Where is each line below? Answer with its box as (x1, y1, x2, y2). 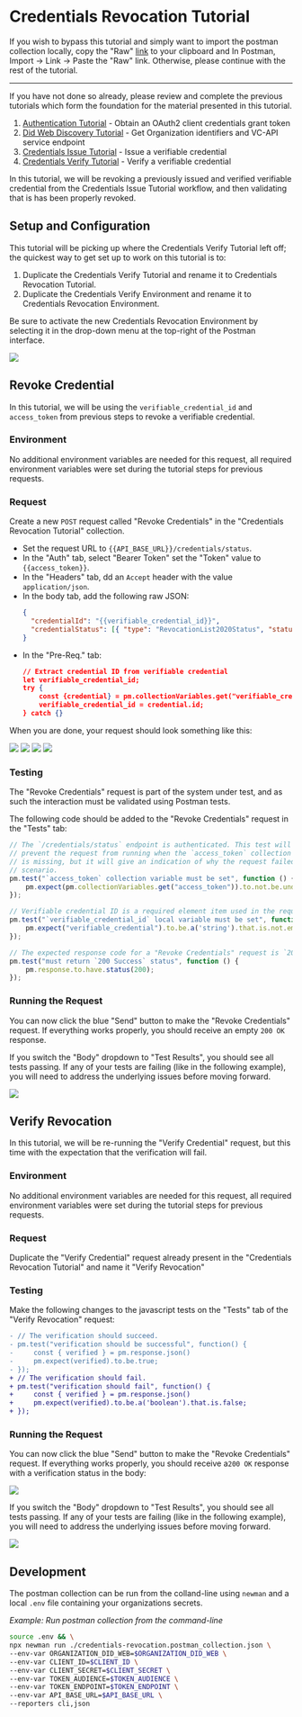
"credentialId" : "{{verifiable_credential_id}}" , (31, 616, 220, 626)
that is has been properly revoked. (9, 192, 137, 203)
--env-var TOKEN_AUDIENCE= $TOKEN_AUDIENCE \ (9, 1674, 179, 1684)
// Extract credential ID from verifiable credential (22, 667, 229, 676)
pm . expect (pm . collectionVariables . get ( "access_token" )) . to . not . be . (25, 882, 283, 892)
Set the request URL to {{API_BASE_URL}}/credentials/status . (22, 543, 253, 554)
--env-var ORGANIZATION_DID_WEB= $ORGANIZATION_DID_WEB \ (9, 1649, 227, 1658)
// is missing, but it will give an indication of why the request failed (9, 857, 296, 866)
